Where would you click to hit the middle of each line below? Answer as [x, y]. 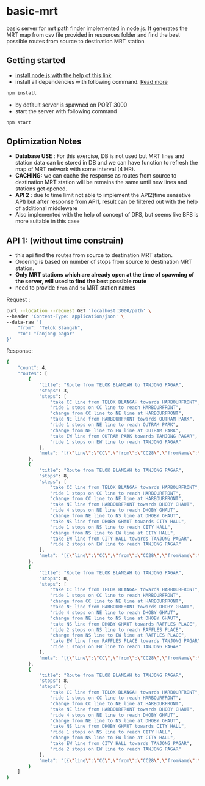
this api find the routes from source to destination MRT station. [94, 255]
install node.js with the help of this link [63, 75]
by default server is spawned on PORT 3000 [71, 105]
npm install [21, 93]
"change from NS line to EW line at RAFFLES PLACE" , [118, 635]
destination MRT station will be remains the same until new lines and [101, 182]
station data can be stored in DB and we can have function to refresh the [106, 163]
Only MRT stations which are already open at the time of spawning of [104, 275]
